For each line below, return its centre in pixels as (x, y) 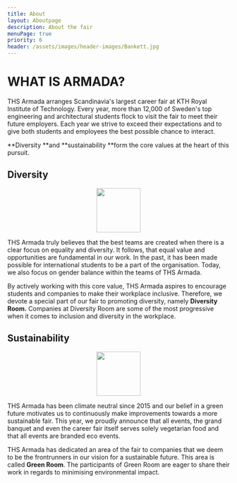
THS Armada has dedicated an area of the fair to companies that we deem (115, 449)
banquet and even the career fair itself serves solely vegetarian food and (113, 428)
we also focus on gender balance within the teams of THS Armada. (105, 272)
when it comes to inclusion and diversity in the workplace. (92, 316)
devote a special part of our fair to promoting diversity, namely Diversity (113, 301)
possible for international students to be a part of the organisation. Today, (114, 264)
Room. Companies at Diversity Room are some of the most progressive (111, 308)
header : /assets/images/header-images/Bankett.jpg (83, 47)
